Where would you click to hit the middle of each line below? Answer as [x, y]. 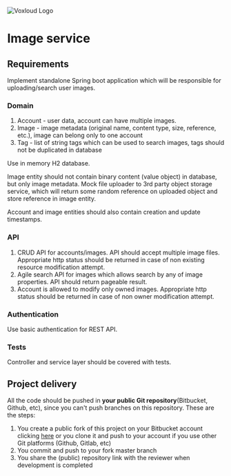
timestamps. [25, 219]
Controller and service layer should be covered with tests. [89, 362]
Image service [49, 39]
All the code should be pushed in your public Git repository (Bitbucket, [108, 400]
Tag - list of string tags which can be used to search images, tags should [121, 143]
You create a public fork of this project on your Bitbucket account [110, 428]
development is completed [55, 465]
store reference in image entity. [52, 199]
